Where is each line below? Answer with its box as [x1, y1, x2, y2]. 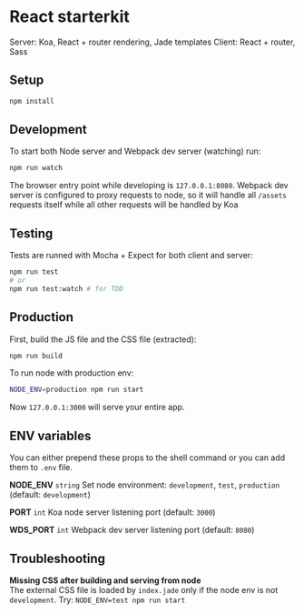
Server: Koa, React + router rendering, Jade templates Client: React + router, [9, 36, 296, 47]
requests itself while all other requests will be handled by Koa [9, 199, 239, 210]
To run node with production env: [9, 367, 134, 378]
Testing [9, 226, 54, 241]
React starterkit [9, 6, 130, 27]
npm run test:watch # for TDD [9, 284, 124, 293]
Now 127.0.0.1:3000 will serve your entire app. [9, 402, 185, 413]
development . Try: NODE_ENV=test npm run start [9, 594, 186, 605]
